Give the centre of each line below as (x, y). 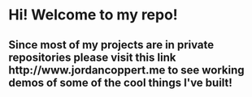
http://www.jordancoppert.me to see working (127, 70)
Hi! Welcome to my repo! (93, 15)
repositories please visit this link (92, 57)
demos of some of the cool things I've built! (121, 82)
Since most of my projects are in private (111, 45)
